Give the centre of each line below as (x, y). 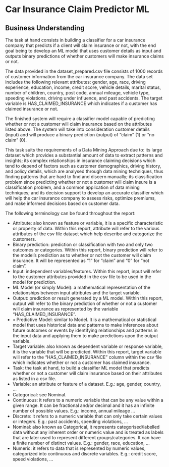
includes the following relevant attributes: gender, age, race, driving (76, 82)
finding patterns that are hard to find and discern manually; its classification (84, 177)
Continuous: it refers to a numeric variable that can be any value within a (88, 400)
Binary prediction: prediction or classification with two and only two (82, 244)
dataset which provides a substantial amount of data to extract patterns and (84, 155)
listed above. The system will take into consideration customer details (77, 129)
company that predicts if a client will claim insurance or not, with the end (81, 45)
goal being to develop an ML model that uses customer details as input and (83, 51)
